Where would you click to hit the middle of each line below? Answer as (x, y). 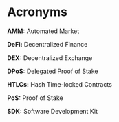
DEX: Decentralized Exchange (50, 58)
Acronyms (37, 12)
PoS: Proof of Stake (35, 98)
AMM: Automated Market (43, 31)
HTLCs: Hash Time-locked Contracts (60, 84)
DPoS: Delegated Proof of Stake (53, 71)
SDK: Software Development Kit (53, 111)
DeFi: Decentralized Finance (47, 44)
